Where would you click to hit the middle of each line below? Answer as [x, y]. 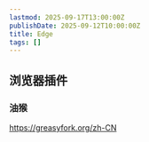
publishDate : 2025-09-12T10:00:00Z [75, 26]
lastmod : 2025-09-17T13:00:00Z [67, 17]
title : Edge [31, 34]
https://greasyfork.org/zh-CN [63, 127]
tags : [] [25, 42]
